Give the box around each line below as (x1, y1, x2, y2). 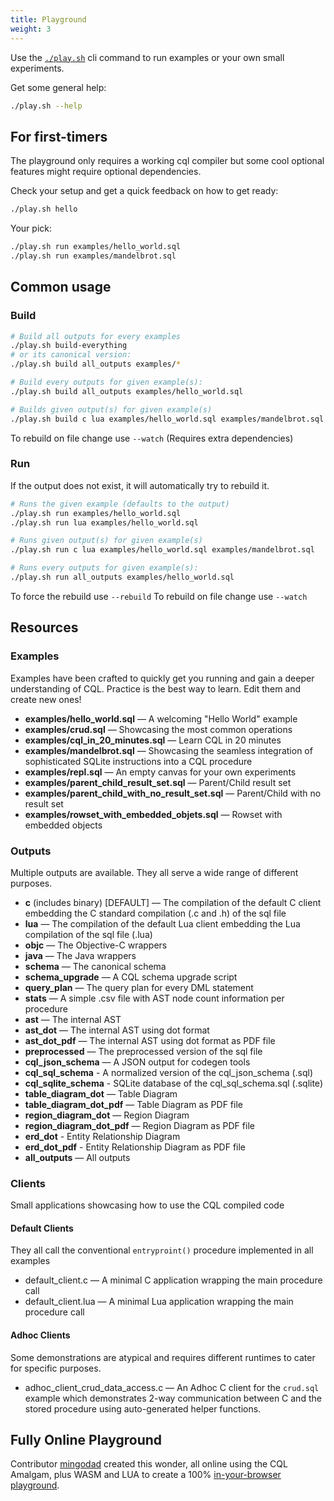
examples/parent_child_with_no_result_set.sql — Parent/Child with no (24, 787, 322, 799)
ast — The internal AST (24, 1013, 122, 1025)
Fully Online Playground (10, 1432, 163, 1448)
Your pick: (10, 222, 52, 235)
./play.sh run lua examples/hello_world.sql (10, 517, 199, 528)
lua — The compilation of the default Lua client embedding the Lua (24, 917, 301, 930)
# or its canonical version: (10, 350, 132, 360)
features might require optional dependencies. (10, 166, 202, 178)
